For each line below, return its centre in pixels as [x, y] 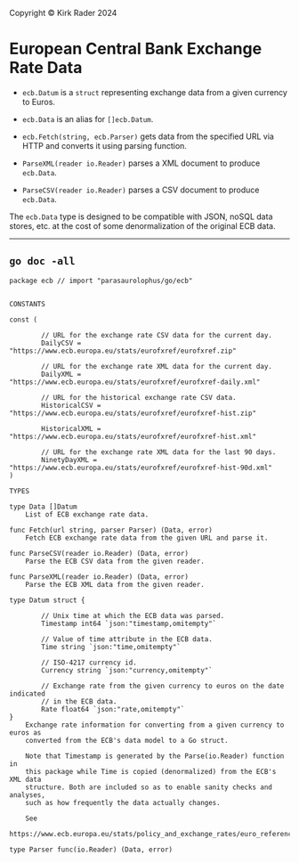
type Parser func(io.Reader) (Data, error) [91, 850]
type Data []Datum [43, 507]
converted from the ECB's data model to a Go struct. [127, 740]
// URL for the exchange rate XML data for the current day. [157, 366]
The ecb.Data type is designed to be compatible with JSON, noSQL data [141, 216]
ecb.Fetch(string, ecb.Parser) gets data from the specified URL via [148, 136]
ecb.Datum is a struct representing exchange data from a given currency [154, 92]
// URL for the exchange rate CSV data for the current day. [157, 335]
